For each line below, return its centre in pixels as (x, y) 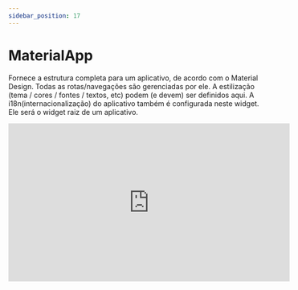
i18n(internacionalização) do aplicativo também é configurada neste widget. (134, 103)
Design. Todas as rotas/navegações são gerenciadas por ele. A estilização (132, 86)
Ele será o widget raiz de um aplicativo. (73, 112)
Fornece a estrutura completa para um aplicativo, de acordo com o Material (133, 78)
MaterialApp (51, 55)
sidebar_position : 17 (45, 16)
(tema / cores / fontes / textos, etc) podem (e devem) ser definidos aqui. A (131, 95)
